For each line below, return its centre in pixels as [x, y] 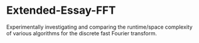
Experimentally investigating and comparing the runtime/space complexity [100, 27]
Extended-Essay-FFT [61, 10]
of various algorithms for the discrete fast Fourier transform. [82, 33]
